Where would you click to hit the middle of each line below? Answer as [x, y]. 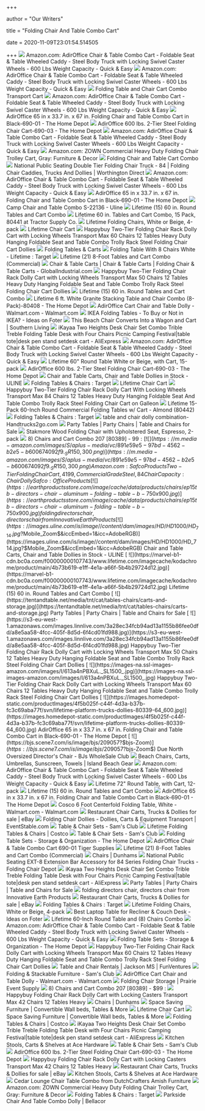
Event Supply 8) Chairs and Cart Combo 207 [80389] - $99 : [86, 988]
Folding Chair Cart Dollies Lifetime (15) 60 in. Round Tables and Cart [95, 291]
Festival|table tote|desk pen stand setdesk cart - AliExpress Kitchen [95, 1038]
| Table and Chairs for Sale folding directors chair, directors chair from [98, 890]
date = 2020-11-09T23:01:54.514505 [52, 42]
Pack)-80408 [23, 306]
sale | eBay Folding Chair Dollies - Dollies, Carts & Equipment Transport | [101, 819]
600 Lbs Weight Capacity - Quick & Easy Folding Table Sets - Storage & [100, 939]
